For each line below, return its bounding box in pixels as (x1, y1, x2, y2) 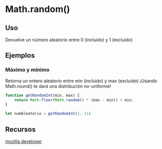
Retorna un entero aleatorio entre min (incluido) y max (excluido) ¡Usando (5, 78, 157, 84)
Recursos (5, 125, 36, 133)
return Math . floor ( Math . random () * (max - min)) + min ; (14, 97, 134, 102)
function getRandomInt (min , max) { (5, 93, 80, 98)
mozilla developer (5, 138, 42, 144)
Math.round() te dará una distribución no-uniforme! (5, 83, 112, 89)
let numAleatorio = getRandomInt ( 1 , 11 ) (5, 111, 92, 116)
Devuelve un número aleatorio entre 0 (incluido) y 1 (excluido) (5, 37, 133, 43)
